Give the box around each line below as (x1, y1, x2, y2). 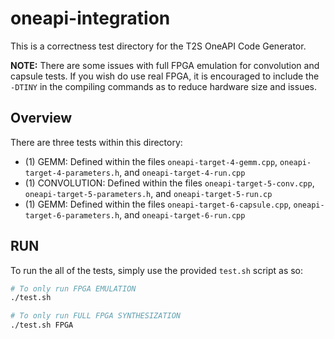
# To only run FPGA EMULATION (10, 283, 137, 294)
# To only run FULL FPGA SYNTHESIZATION (10, 311, 182, 321)
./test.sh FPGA (10, 320, 74, 331)
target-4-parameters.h (24, 168, 120, 178)
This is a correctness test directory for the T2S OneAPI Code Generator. (10, 40, 307, 52)
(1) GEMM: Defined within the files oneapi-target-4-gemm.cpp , (24, 155, 278, 167)
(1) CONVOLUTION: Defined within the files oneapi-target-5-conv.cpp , (24, 177, 315, 189)
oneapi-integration (10, 7, 171, 30)
